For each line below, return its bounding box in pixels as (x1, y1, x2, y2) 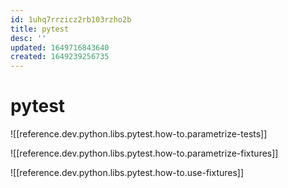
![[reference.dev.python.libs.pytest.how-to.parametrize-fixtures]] (10, 147, 279, 160)
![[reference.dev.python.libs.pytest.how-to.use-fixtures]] (10, 167, 245, 179)
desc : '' (10, 33, 47, 43)
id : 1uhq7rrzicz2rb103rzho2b (10, 14, 132, 25)
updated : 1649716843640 (10, 42, 110, 53)
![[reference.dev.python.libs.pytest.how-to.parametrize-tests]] (10, 128, 268, 140)
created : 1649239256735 (10, 52, 110, 62)
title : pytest (10, 24, 70, 34)
